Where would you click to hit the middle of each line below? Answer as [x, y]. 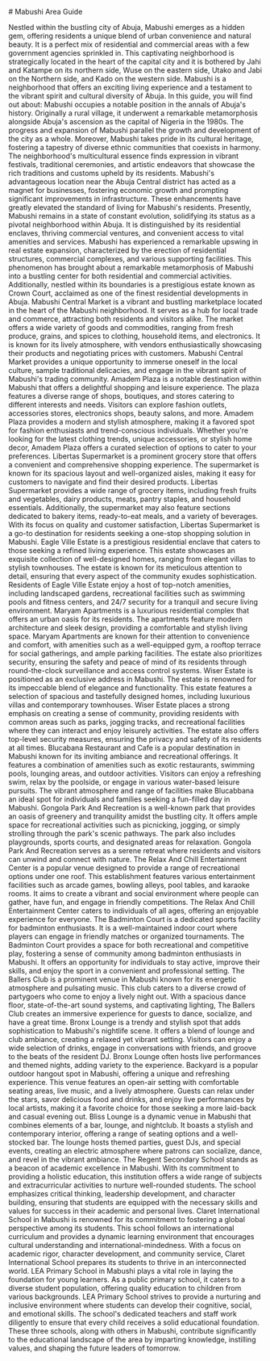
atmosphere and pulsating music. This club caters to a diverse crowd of [127, 988]
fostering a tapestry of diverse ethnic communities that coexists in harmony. [135, 147]
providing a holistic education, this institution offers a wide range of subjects [135, 1177]
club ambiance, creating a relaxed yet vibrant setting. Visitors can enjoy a [130, 1039]
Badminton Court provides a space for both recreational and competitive [129, 945]
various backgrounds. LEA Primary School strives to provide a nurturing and [135, 1296]
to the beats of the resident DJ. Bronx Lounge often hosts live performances [135, 1056]
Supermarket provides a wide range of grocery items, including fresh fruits [133, 490]
